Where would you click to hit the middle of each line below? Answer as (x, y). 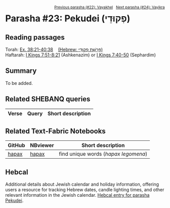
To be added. (19, 83)
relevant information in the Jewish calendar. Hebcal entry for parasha (77, 195)
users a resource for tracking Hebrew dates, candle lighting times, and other (85, 190)
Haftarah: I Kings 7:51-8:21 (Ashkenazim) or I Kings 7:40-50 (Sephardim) (80, 55)
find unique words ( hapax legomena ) (103, 154)
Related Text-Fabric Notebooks (56, 131)
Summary (21, 71)
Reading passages (35, 37)
